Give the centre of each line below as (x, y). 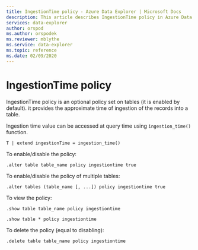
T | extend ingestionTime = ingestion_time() (63, 143)
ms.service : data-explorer (39, 45)
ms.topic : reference (32, 50)
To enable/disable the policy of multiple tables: (63, 176)
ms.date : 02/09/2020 (32, 56)
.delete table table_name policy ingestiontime (66, 241)
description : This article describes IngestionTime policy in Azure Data (99, 17)
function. (17, 132)
